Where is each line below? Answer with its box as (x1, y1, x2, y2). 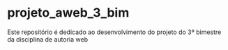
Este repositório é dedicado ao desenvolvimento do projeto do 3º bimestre (7, 28, 222, 36)
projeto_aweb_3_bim (7, 5, 130, 21)
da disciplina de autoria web (7, 35, 89, 43)
